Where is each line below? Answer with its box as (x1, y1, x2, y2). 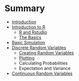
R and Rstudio (19, 29, 47, 35)
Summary (4, 3, 45, 14)
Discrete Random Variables (11, 45, 66, 50)
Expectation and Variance (19, 65, 71, 71)
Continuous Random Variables (11, 70, 73, 76)
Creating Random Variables (19, 49, 74, 56)
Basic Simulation (11, 39, 45, 45)
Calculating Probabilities (19, 60, 68, 66)
